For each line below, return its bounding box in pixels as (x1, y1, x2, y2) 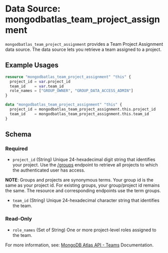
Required (5, 145, 28, 152)
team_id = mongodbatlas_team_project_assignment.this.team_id (10, 111, 149, 116)
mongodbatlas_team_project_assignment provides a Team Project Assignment (5, 41, 163, 47)
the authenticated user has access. (12, 167, 85, 174)
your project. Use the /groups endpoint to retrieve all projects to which (12, 162, 158, 168)
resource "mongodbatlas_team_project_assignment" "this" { (5, 74, 131, 79)
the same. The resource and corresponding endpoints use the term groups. (5, 188, 161, 194)
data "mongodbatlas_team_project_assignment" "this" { (5, 102, 122, 107)
